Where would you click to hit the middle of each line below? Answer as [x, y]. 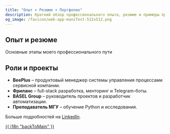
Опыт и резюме [31, 40]
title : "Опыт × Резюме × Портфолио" [44, 10]
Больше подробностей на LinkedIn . [43, 117]
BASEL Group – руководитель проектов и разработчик [71, 96]
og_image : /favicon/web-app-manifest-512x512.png [59, 19]
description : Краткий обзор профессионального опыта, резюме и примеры [82, 15]
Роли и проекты [32, 68]
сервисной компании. [36, 85]
